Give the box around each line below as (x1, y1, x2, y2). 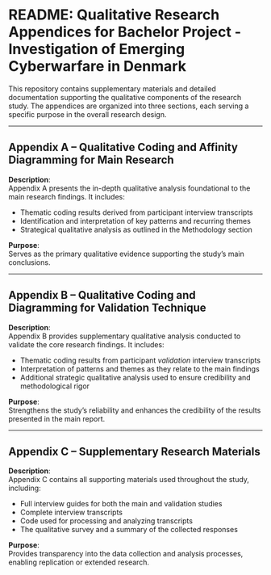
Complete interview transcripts (19, 507, 123, 518)
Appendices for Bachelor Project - (8, 23, 242, 41)
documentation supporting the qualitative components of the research (8, 92, 242, 102)
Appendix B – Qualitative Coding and (8, 288, 196, 302)
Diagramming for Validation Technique (8, 301, 207, 315)
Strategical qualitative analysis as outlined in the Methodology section (19, 225, 252, 234)
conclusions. (8, 257, 51, 267)
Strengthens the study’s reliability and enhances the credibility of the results (8, 405, 261, 415)
